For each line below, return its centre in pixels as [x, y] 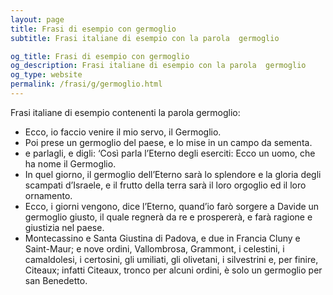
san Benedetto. [56, 280]
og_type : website [46, 75]
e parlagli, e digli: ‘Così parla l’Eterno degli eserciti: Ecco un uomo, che [170, 153]
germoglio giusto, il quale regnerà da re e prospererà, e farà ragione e [168, 217]
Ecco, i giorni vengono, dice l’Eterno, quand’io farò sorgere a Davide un [172, 206]
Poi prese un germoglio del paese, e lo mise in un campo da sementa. [168, 142]
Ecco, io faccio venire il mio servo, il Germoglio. [123, 132]
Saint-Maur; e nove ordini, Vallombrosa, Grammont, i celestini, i [154, 248]
